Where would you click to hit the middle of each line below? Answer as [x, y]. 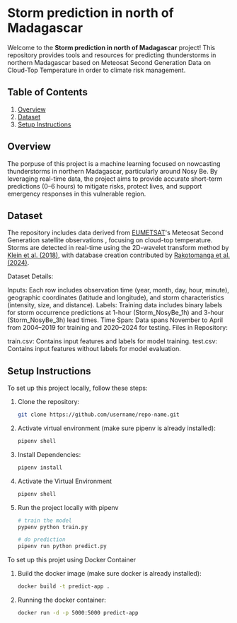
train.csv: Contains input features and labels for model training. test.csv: [112, 341]
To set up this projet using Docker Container [72, 560]
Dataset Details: [30, 276]
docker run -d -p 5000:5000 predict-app [78, 613]
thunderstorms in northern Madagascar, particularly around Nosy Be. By [112, 171]
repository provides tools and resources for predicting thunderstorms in [112, 55]
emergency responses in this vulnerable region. [77, 194]
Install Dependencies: [49, 454]
